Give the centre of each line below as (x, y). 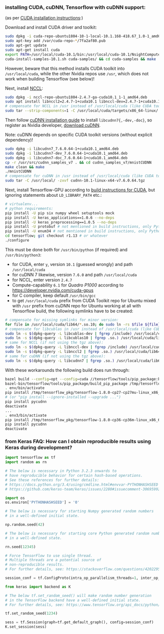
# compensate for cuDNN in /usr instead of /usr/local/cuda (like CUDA (79, 176)
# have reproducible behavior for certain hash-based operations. (74, 476)
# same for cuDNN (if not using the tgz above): (55, 356)
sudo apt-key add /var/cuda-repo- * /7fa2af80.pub (55, 41)
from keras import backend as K (38, 587)
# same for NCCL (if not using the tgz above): (54, 343)
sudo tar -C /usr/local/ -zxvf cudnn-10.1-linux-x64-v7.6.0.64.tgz (75, 181)
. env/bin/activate (25, 388)
